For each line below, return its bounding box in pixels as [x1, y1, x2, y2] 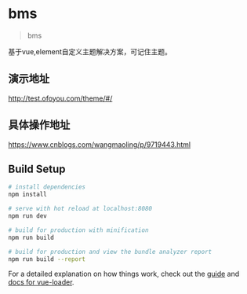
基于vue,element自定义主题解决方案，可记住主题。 [8, 46, 173, 56]
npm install [8, 190, 47, 199]
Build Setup [8, 162, 66, 175]
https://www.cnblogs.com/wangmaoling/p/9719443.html [8, 139, 191, 149]
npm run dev [8, 212, 47, 220]
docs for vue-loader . [8, 277, 74, 287]
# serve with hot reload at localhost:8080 [8, 205, 153, 213]
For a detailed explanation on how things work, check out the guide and [8, 269, 240, 279]
